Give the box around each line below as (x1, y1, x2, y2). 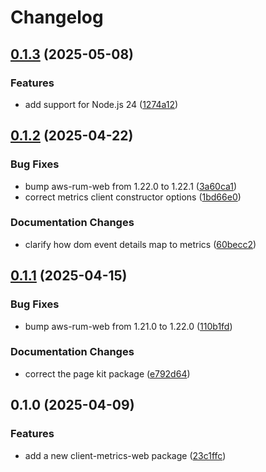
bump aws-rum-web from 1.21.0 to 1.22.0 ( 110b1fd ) (24, 320, 233, 332)
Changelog (10, 6, 104, 29)
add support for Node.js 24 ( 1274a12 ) (24, 98, 179, 110)
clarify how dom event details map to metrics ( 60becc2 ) (24, 238, 257, 250)
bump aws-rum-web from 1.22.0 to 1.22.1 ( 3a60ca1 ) (24, 180, 238, 192)
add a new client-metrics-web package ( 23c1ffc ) (24, 449, 227, 461)
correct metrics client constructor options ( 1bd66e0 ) (24, 191, 242, 203)
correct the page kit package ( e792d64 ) (24, 367, 191, 380)
